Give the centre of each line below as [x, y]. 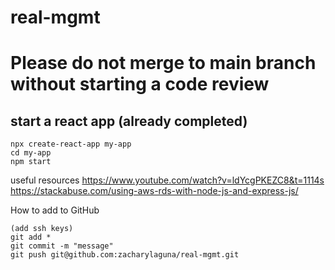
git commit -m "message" [62, 246]
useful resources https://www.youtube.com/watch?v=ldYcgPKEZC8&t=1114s [167, 180]
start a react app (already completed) [129, 121]
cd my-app [31, 153]
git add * [31, 237]
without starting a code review [140, 84]
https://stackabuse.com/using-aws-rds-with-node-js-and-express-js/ [154, 191]
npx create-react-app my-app [71, 144]
